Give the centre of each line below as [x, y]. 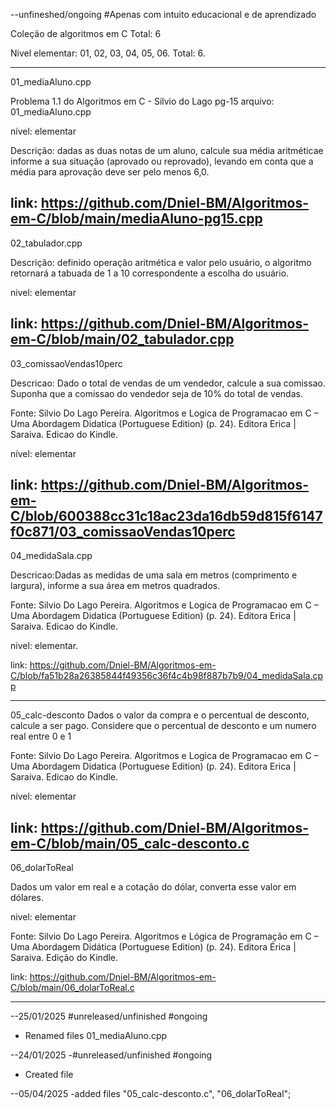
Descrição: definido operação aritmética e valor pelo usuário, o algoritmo [161, 262]
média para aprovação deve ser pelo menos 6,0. [110, 172]
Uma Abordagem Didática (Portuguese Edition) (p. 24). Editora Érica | [153, 947]
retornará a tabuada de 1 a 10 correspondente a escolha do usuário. [150, 273]
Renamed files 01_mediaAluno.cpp [96, 1036]
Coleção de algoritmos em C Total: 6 [86, 33]
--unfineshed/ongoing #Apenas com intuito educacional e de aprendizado [163, 14]
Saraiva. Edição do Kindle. [64, 958]
